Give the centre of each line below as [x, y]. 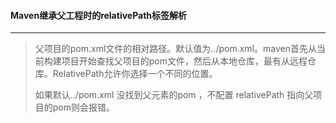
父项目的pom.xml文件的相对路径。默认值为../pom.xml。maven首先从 [175, 49]
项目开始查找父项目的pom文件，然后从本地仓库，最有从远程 [184, 61]
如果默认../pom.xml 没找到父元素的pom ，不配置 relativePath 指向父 [174, 95]
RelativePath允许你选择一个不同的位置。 [135, 74]
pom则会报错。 [84, 107]
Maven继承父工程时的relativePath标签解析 [99, 15]
